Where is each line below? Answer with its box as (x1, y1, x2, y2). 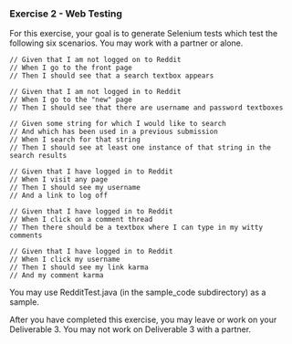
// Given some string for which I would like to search (9, 120, 226, 129)
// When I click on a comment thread (9, 215, 153, 224)
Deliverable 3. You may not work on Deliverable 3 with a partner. (9, 324, 252, 335)
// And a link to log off (9, 191, 108, 201)
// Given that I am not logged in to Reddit (9, 88, 182, 97)
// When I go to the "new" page (9, 95, 132, 105)
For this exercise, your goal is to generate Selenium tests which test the (9, 28, 278, 39)
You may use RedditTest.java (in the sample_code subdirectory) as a (9, 287, 266, 298)
